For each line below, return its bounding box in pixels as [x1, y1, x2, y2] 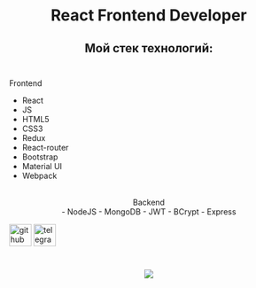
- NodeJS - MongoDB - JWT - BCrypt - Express [61, 206, 237, 217]
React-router [21, 143, 69, 152]
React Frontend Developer [50, 5, 248, 26]
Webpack [21, 170, 58, 181]
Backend [132, 197, 166, 207]
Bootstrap [21, 152, 58, 162]
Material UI [21, 161, 63, 171]
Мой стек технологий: [84, 41, 213, 56]
